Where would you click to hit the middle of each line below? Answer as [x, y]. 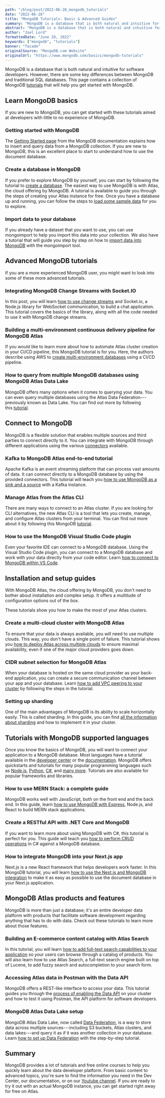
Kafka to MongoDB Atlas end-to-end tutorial [59, 458]
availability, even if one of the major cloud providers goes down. [70, 649]
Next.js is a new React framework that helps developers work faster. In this [81, 867]
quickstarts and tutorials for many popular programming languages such [78, 765]
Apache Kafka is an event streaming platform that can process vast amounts [82, 469]
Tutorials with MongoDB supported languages [77, 738]
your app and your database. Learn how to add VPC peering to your [74, 683]
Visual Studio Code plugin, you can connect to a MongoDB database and [79, 552]
